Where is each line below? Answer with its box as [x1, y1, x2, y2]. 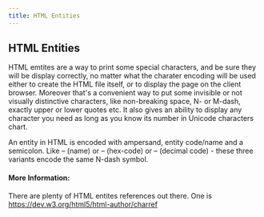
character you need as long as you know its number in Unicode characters [8, 114, 254, 123]
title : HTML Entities [8, 11, 81, 20]
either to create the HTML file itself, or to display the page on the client [8, 79, 242, 89]
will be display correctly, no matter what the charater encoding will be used [8, 71, 256, 81]
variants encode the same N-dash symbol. [8, 155, 149, 164]
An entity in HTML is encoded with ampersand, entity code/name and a [8, 138, 244, 147]
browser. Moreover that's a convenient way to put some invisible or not [8, 88, 242, 98]
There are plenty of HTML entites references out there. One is [8, 191, 212, 200]
